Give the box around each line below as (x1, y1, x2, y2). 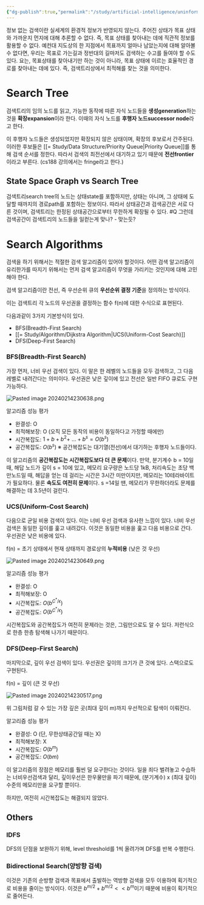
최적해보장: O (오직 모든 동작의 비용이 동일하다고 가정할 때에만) (15, 427, 165, 435)
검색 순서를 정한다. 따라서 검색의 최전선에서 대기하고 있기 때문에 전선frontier (12, 150, 194, 158)
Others (6, 812, 33, 822)
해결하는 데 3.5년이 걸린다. (6, 486, 70, 494)
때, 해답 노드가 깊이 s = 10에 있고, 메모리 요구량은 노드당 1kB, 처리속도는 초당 (6, 464, 188, 471)
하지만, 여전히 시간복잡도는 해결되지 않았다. (6, 794, 109, 802)
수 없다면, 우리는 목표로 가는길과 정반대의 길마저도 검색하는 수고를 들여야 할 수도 (6, 49, 196, 57)
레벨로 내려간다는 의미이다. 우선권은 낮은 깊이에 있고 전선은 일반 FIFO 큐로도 (6, 375, 186, 382)
